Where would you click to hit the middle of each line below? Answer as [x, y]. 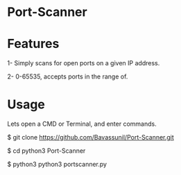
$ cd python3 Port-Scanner [46, 151]
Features [33, 44]
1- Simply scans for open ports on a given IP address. [84, 63]
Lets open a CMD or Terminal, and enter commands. [82, 124]
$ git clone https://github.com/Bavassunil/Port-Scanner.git [91, 137]
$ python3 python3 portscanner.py [57, 165]
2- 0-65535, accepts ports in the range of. [68, 76]
